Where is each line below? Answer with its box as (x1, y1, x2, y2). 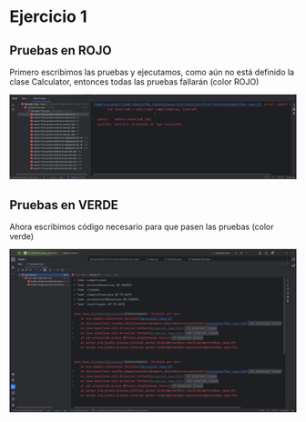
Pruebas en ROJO (9, 43, 112, 58)
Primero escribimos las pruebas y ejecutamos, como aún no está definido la (9, 66, 294, 77)
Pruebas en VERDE (9, 197, 118, 213)
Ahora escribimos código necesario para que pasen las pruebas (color (9, 221, 275, 233)
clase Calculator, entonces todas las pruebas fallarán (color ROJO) (9, 76, 260, 87)
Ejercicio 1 (9, 6, 87, 27)
